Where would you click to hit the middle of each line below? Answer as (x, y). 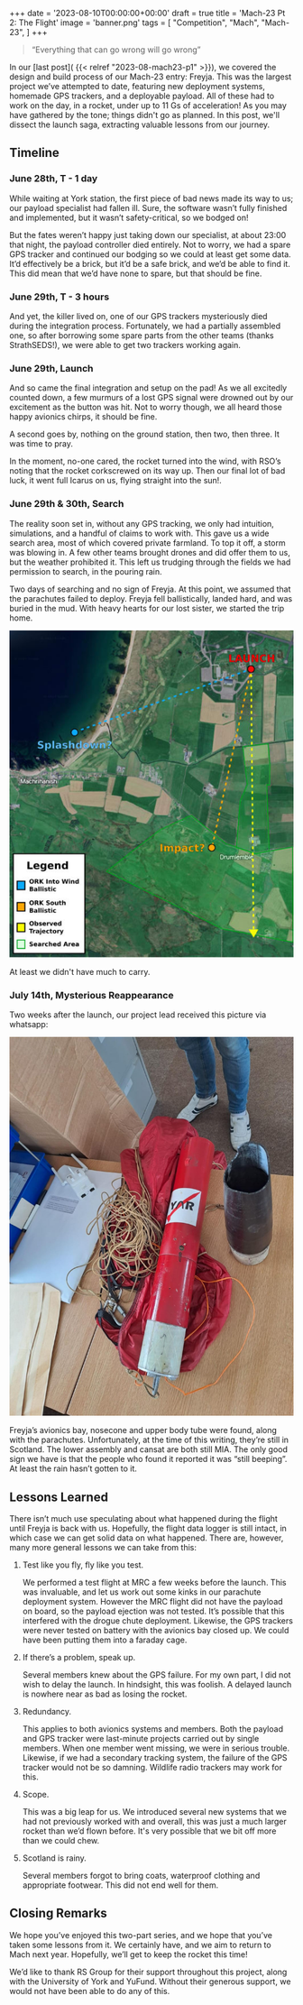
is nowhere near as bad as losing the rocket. (105, 1694)
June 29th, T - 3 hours (60, 297)
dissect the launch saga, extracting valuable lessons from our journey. (140, 124)
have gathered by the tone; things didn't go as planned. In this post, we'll (145, 115)
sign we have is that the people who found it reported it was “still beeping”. (148, 1459)
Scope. (36, 1794)
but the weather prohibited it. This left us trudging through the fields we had (150, 562)
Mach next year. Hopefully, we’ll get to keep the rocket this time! (129, 1954)
